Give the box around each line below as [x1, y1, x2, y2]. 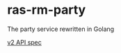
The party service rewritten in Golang [7, 25, 115, 33]
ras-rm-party [7, 2, 86, 18]
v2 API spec [7, 38, 42, 46]
